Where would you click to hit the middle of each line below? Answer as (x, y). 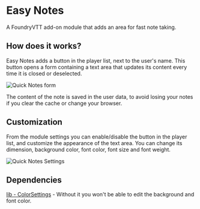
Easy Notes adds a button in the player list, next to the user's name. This (96, 60)
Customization (35, 122)
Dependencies (34, 180)
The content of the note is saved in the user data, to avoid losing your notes (100, 96)
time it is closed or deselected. (44, 73)
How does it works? (44, 46)
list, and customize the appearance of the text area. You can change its (94, 143)
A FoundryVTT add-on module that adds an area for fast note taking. (91, 27)
